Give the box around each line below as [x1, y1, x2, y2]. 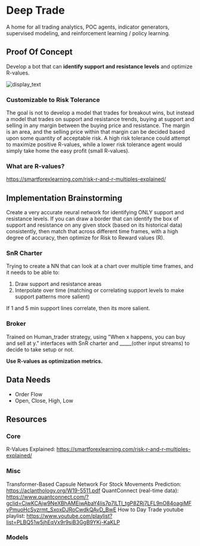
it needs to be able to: [6, 269, 60, 276]
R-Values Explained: [6, 446, 56, 453]
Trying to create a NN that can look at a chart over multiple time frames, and [6, 263, 194, 270]
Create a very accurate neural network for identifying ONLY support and [6, 209, 184, 216]
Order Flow [14, 390, 43, 397]
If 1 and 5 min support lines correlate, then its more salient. [6, 305, 150, 312]
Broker [6, 320, 26, 328]
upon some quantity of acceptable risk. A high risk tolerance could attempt [6, 135, 190, 142]
